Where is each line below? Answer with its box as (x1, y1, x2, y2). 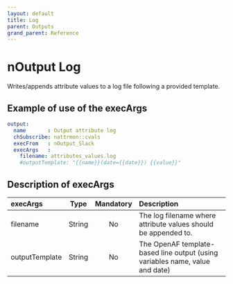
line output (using (160, 247, 218, 257)
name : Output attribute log (13, 127, 116, 134)
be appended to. (139, 228, 193, 238)
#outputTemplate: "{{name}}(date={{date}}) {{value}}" (19, 159, 182, 166)
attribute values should (139, 219, 214, 229)
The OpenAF (139, 239, 180, 249)
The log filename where (139, 211, 216, 220)
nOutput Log (7, 60, 81, 75)
